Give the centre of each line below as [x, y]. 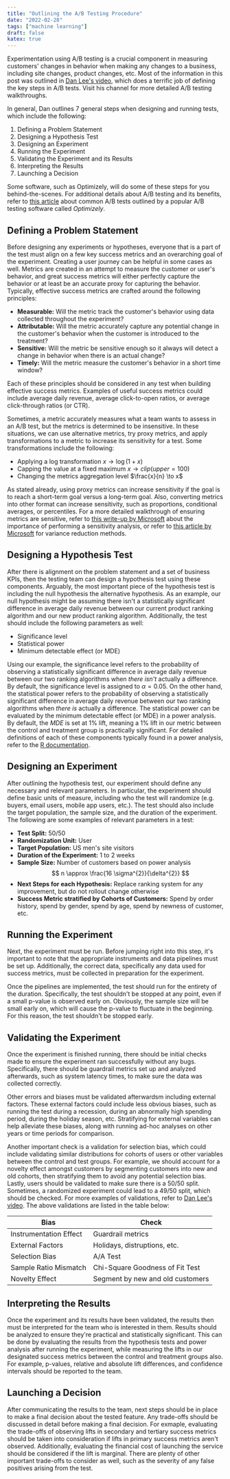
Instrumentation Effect [46, 1234]
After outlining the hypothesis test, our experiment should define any [104, 783]
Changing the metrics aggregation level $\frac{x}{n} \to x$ [100, 476]
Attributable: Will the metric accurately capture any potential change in [118, 326]
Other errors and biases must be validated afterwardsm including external [112, 1097]
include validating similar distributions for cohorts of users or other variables [115, 1154]
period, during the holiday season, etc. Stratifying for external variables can [114, 1119]
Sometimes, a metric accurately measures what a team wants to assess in [112, 418]
